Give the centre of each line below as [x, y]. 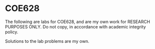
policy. [12, 32]
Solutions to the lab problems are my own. [47, 41]
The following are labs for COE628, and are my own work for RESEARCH [78, 22]
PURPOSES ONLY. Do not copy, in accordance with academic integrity [76, 26]
